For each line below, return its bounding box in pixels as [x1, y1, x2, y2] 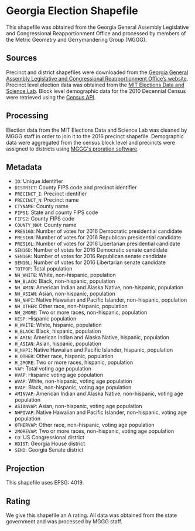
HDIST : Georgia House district [14, 440, 85, 447]
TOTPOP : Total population [14, 265, 73, 272]
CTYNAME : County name [14, 203, 69, 210]
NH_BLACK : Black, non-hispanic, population [14, 278, 115, 285]
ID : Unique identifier [14, 178, 63, 185]
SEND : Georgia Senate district [14, 446, 84, 453]
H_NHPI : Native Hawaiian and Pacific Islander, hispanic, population [14, 346, 173, 353]
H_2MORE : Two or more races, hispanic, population [14, 359, 134, 366]
